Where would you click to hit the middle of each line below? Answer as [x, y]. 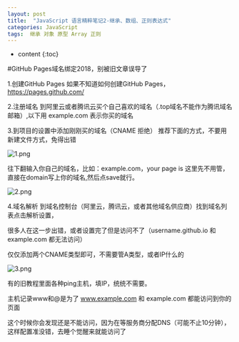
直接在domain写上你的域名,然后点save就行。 [73, 177]
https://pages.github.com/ [46, 92]
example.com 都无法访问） [47, 239]
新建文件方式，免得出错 [42, 140]
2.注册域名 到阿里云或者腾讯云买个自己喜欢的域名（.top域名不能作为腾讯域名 [120, 107]
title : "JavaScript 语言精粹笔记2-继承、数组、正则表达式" [89, 21]
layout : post [27, 14]
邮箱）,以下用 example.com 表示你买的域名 [71, 115]
